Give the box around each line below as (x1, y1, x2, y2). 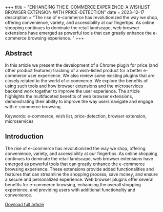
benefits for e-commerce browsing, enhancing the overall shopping (5, 181, 141, 187)
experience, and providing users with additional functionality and (5, 187, 136, 193)
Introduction (5, 133, 44, 141)
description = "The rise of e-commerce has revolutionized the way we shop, (5, 15, 159, 20)
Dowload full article (5, 201, 44, 207)
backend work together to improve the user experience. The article (5, 88, 140, 94)
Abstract (5, 49, 33, 58)
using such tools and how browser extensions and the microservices (5, 83, 143, 89)
